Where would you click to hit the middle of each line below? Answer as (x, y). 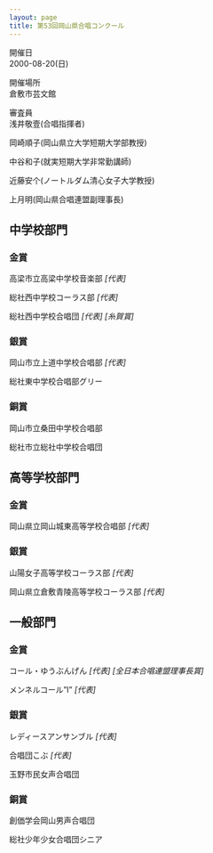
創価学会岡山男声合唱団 (52, 821)
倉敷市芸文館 (32, 93)
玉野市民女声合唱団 (44, 774)
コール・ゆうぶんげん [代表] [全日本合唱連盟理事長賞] (106, 671)
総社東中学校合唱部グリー (56, 382)
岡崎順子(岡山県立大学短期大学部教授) (79, 142)
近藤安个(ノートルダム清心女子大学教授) (82, 180)
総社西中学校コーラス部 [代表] (63, 297)
